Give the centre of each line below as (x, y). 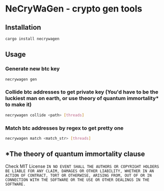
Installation (23, 27)
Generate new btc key (32, 69)
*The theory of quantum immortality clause (75, 154)
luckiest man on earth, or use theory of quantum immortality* (82, 99)
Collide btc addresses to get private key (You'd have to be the (82, 92)
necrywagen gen (21, 79)
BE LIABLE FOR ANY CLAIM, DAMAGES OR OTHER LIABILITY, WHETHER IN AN (80, 171)
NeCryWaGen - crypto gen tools (74, 9)
